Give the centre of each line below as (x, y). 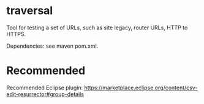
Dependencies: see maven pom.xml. (52, 46)
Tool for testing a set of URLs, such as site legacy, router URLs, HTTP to (97, 28)
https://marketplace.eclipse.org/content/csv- (141, 87)
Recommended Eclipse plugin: (45, 87)
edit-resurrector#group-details (45, 94)
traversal (30, 11)
